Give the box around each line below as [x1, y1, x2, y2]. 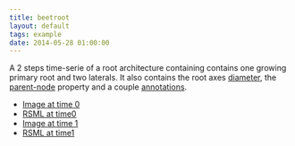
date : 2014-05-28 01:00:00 [9, 38, 110, 47]
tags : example [9, 30, 63, 39]
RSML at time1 [21, 127, 75, 139]
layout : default [9, 21, 70, 30]
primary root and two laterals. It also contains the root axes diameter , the [9, 73, 277, 83]
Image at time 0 [21, 99, 80, 110]
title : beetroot [9, 13, 70, 22]
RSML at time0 [21, 108, 77, 119]
